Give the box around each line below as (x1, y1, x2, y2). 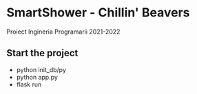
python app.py (16, 73, 58, 81)
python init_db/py (16, 65, 67, 73)
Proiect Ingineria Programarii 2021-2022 (6, 27, 121, 36)
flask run (16, 80, 42, 89)
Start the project (6, 47, 79, 59)
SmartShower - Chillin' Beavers (6, 5, 190, 21)
